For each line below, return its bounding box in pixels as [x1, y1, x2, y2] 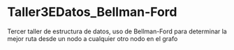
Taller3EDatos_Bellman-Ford [7, 4, 177, 20]
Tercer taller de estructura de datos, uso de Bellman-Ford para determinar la [7, 27, 227, 35]
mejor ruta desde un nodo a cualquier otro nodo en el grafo [7, 34, 178, 42]
